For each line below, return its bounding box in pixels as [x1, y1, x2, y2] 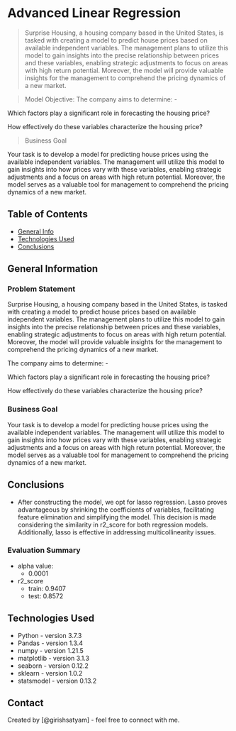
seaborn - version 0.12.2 [17, 661, 89, 670]
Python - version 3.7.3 [17, 631, 82, 639]
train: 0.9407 [28, 584, 66, 593]
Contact [7, 697, 44, 709]
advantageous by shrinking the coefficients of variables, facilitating [17, 505, 215, 514]
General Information [7, 263, 99, 275]
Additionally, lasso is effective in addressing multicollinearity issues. [17, 527, 216, 537]
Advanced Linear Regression [7, 5, 181, 21]
